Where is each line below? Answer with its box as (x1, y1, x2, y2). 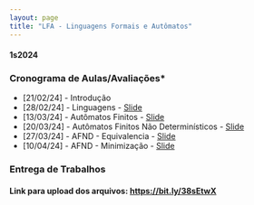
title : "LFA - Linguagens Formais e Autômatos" (9, 22, 193, 31)
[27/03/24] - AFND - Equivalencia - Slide (22, 131, 176, 142)
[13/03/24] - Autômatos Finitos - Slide (22, 112, 165, 123)
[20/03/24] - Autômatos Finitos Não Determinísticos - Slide (22, 121, 245, 132)
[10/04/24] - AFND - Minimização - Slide (22, 141, 175, 152)
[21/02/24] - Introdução (22, 92, 112, 104)
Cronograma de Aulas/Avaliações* (9, 72, 166, 85)
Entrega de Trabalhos (9, 163, 106, 176)
